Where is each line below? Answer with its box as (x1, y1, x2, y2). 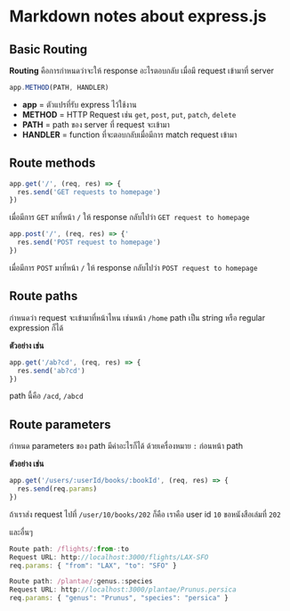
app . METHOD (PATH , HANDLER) (9, 83, 109, 92)
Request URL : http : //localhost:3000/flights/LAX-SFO (9, 552, 209, 562)
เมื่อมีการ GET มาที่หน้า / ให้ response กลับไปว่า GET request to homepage (9, 212, 251, 223)
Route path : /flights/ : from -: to (9, 544, 129, 553)
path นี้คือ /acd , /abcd (9, 390, 84, 402)
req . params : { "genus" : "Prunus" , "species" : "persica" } (9, 594, 229, 603)
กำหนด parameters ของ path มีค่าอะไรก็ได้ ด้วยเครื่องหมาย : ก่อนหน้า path (9, 441, 243, 452)
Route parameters (9, 417, 111, 432)
